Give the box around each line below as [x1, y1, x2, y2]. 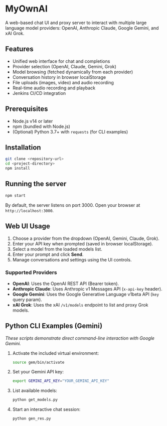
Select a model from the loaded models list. [12, 246, 103, 252]
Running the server [5, 180, 67, 188]
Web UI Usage [5, 222, 50, 231]
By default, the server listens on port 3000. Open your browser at [5, 202, 140, 208]
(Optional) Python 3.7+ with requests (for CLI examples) [12, 128, 128, 134]
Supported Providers [5, 269, 58, 276]
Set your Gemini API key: [12, 369, 64, 375]
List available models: [12, 387, 58, 394]
